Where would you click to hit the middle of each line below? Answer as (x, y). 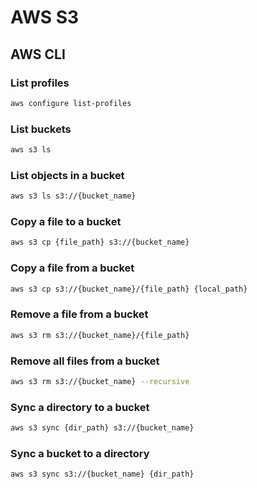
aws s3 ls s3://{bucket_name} (73, 196)
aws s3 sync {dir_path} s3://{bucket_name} (102, 428)
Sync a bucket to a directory (80, 453)
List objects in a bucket (67, 175)
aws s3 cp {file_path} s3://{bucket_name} (100, 242)
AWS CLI (38, 54)
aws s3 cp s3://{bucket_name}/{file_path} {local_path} (129, 289)
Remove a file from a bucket (79, 314)
